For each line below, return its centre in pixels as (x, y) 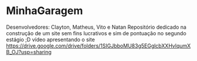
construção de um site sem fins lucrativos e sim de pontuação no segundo (96, 33)
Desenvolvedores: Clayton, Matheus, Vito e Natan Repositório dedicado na (96, 27)
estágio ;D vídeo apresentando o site (50, 39)
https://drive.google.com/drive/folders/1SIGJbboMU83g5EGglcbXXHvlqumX (98, 46)
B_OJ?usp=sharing (29, 52)
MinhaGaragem (45, 11)
